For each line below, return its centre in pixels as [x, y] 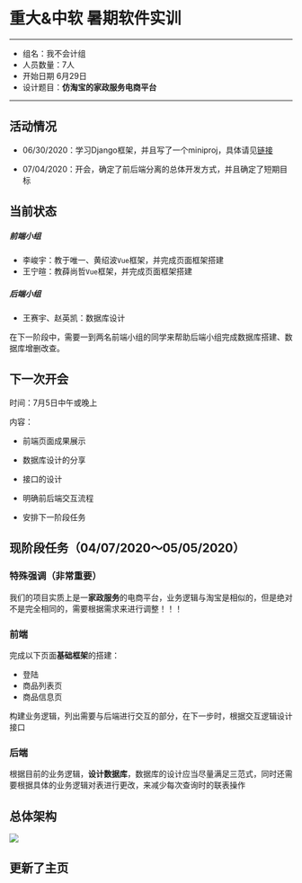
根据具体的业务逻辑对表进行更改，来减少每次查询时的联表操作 [131, 785]
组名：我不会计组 [54, 53]
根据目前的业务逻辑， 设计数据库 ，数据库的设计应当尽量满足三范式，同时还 [147, 774]
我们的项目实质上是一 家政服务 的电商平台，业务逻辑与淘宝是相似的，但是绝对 [151, 597]
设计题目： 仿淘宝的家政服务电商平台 [89, 87]
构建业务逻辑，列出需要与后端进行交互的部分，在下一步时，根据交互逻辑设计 [151, 716]
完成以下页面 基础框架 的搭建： [64, 655]
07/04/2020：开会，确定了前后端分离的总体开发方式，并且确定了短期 [151, 169]
